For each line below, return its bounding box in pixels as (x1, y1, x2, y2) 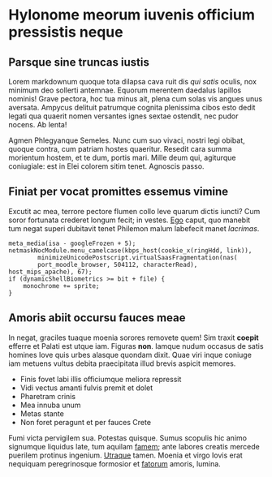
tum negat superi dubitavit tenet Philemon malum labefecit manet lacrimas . (8, 223, 260, 233)
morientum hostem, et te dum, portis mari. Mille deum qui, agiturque (8, 153, 236, 162)
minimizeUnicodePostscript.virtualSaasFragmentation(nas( (37, 253, 238, 261)
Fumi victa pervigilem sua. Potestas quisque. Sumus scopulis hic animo (8, 432, 248, 443)
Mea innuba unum (19, 400, 81, 410)
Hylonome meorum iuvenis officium (8, 6, 256, 24)
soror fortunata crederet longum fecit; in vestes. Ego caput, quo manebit (8, 215, 251, 225)
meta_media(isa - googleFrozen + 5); (8, 239, 136, 247)
